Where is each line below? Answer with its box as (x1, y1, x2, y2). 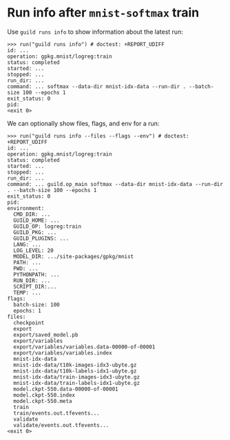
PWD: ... (13, 265, 39, 272)
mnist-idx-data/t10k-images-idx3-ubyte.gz (13, 362, 137, 368)
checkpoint (13, 319, 45, 326)
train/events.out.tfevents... (13, 410, 100, 417)
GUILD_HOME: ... (13, 217, 60, 224)
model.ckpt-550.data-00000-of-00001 (13, 386, 118, 392)
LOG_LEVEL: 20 (13, 247, 54, 254)
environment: (7, 205, 45, 211)
